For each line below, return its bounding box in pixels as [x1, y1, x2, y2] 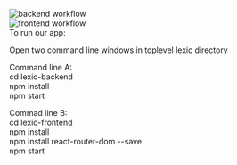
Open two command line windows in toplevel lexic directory [9, 45, 229, 55]
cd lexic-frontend [9, 117, 73, 128]
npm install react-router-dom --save [9, 136, 143, 146]
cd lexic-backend [9, 71, 74, 82]
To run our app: [9, 28, 66, 37]
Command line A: [9, 62, 73, 72]
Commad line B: [9, 108, 68, 118]
